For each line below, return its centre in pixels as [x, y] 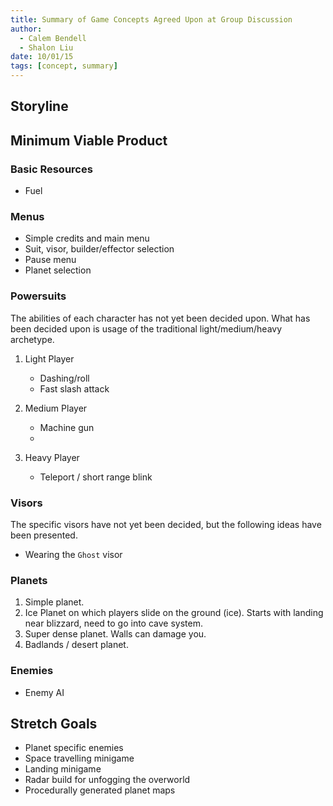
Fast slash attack [74, 388]
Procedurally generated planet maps [100, 790]
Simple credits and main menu [87, 238]
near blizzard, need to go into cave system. [113, 623]
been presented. [44, 535]
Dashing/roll [64, 378]
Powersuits [38, 296]
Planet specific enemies [74, 748]
